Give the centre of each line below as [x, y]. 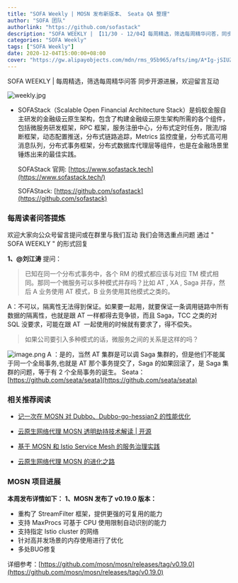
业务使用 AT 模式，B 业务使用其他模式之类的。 [106, 292]
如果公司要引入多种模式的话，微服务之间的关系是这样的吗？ [112, 339]
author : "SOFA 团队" [36, 21]
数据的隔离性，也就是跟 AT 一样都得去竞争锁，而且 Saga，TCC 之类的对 [112, 315]
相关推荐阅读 [29, 400]
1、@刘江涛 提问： [35, 259]
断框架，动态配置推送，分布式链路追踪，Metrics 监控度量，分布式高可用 [123, 136]
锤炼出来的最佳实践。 [49, 154]
